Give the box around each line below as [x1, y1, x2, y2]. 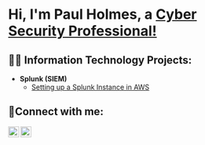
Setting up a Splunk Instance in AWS [31, 82, 150, 92]
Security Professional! [8, 22, 157, 40]
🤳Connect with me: [8, 105, 104, 118]
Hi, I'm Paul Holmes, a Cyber [8, 5, 197, 24]
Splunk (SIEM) [19, 74, 68, 83]
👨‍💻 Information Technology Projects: [8, 53, 192, 67]
